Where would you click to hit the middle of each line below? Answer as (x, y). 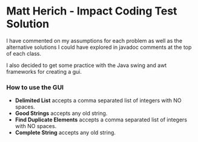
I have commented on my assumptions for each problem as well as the (94, 40)
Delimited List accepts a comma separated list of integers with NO (98, 100)
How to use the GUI (35, 87)
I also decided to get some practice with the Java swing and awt (87, 65)
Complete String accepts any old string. (65, 133)
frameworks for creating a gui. (44, 71)
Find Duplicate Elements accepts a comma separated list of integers (101, 120)
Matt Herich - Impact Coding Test (92, 11)
